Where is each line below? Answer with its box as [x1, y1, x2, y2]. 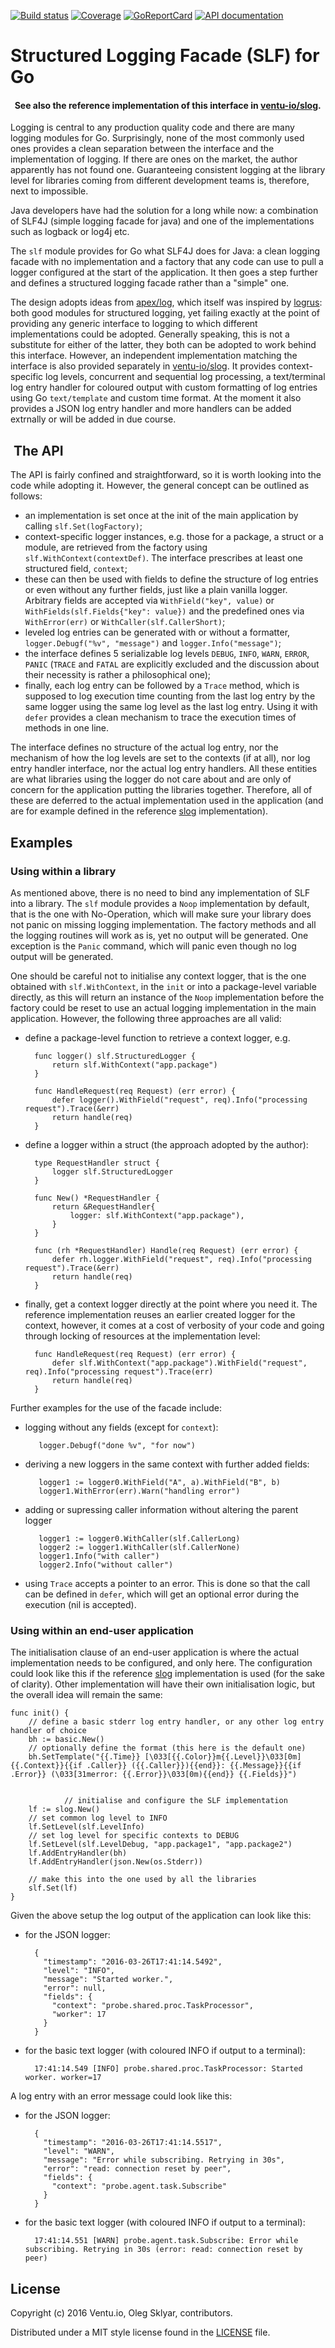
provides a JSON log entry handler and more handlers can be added [10, 403, 292, 415]
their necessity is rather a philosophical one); [24, 669, 212, 681]
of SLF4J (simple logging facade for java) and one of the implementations [10, 215, 315, 227]
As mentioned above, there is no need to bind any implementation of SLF [10, 886, 311, 899]
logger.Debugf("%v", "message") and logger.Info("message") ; [24, 637, 282, 649]
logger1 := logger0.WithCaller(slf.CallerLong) [38, 1533, 241, 1544]
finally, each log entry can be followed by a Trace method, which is [24, 680, 300, 692]
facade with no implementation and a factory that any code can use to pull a [10, 256, 324, 268]
